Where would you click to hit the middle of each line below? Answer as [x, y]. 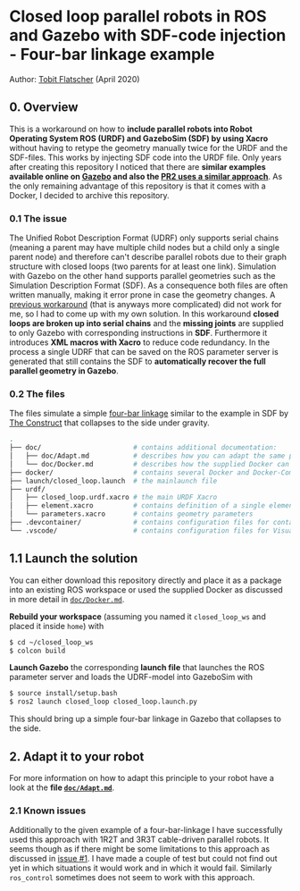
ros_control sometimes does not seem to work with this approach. [132, 878]
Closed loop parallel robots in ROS [138, 17]
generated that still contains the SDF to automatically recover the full [137, 361]
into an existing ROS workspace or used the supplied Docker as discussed [146, 589]
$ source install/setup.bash [63, 693]
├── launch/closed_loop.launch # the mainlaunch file [113, 481]
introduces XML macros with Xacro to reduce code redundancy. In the [140, 342]
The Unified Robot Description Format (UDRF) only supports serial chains [144, 238]
